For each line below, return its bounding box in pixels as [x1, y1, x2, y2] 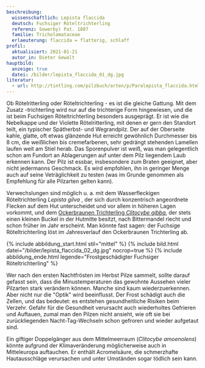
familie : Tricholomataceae [12, 32, 81, 38]
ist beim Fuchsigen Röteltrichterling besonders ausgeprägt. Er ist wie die [6, 112, 189, 120]
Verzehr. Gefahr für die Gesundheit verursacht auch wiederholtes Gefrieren [6, 304, 196, 311]
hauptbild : [6, 60, 34, 66]
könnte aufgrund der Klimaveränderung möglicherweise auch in [6, 342, 167, 349]
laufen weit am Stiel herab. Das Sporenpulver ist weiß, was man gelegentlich [6, 145, 199, 152]
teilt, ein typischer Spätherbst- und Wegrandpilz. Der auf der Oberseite [6, 126, 185, 133]
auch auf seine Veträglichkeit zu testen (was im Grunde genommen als [6, 171, 184, 178]
